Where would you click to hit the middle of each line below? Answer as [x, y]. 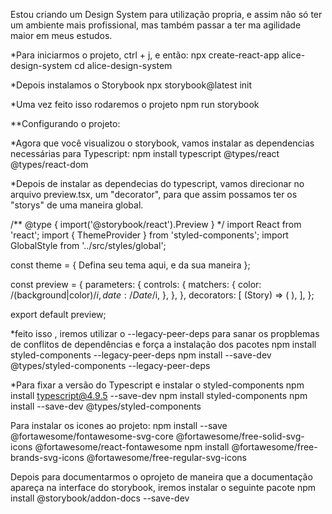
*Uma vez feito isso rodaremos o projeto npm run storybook [135, 104]
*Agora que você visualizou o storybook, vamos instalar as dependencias [162, 143]
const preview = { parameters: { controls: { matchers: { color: [136, 284]
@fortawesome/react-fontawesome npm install [132, 447]
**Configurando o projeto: [65, 123]
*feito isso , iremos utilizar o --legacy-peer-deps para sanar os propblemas [165, 333]
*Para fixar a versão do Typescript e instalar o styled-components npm [157, 385]
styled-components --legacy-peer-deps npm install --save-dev [141, 355]
